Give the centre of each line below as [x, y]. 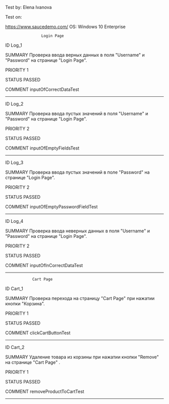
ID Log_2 [14, 104]
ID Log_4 [14, 221]
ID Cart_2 [15, 347]
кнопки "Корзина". [25, 304]
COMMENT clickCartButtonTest [38, 333]
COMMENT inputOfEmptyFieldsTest [42, 148]
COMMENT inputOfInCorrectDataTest [44, 265]
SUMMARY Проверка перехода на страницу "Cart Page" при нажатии [80, 298]
